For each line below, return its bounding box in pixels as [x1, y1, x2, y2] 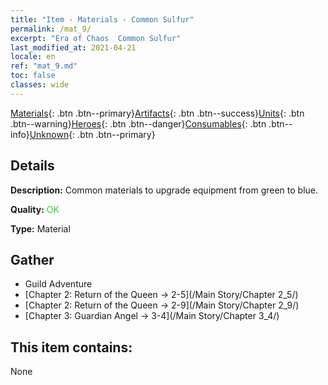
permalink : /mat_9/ [10, 24, 92, 34]
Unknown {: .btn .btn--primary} [29, 128, 156, 140]
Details [10, 157, 55, 175]
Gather [10, 251, 55, 268]
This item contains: [10, 339, 133, 356]
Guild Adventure [24, 278, 93, 290]
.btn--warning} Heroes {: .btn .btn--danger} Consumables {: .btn [10, 117, 267, 130]
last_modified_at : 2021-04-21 [10, 42, 137, 53]
